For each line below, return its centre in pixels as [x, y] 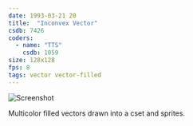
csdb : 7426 [26, 30]
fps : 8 [19, 68]
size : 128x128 [32, 61]
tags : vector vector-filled [55, 75]
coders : [21, 38]
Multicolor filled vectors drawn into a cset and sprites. [97, 113]
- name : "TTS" [39, 45]
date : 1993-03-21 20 [43, 16]
